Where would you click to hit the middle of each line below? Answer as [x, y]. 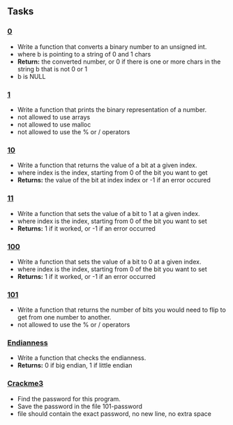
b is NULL [31, 76]
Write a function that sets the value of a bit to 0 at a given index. [109, 261]
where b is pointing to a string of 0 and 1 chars [84, 54]
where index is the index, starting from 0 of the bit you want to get [112, 173]
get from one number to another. [64, 317]
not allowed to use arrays [54, 117]
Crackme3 [25, 384]
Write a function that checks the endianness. [82, 358]
